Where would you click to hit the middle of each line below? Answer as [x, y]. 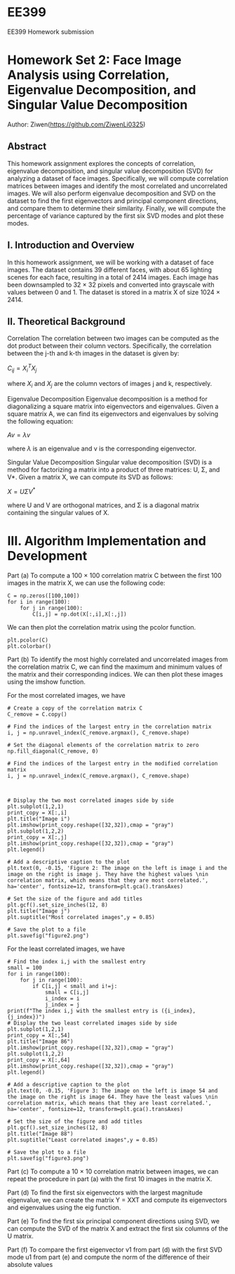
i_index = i [62, 999]
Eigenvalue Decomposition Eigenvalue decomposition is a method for [108, 398]
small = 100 [25, 968]
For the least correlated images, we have [66, 949]
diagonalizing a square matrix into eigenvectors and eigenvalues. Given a [113, 406]
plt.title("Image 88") [40, 1134]
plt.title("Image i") [39, 819]
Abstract [27, 147]
